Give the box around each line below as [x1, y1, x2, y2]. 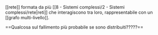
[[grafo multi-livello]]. [5, 15, 49, 20]
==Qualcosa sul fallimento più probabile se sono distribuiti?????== [5, 24, 144, 30]
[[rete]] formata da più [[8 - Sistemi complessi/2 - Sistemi [5, 4, 125, 10]
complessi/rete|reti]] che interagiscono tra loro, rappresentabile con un [5, 9, 153, 15]
